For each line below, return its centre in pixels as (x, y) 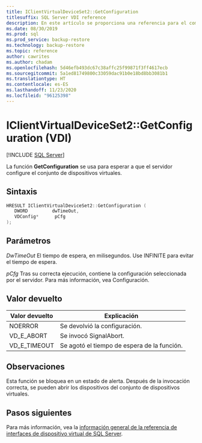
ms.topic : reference (32, 51)
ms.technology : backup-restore (45, 46)
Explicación (121, 316)
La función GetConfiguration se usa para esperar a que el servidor (89, 167)
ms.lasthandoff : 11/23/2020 (41, 90)
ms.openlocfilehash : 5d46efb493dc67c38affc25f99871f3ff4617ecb (87, 68)
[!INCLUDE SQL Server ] (35, 154)
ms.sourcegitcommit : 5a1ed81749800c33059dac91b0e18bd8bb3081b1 (87, 73)
